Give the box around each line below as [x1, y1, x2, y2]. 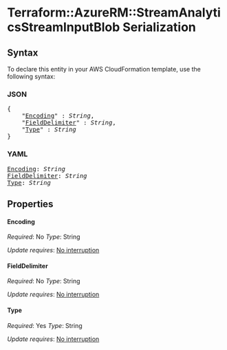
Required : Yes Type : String [7, 321, 83, 329]
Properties [7, 198, 54, 210]
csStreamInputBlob [7, 19, 120, 35]
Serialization [122, 19, 196, 35]
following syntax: [7, 72, 56, 80]
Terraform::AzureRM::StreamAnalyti [7, 5, 221, 21]
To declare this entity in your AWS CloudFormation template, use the [7, 65, 201, 73]
